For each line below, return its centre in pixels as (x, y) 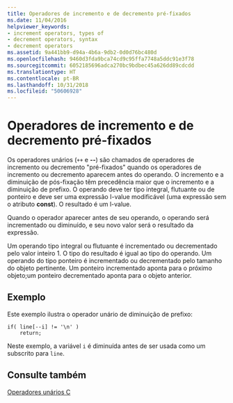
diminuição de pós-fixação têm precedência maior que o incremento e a (111, 182)
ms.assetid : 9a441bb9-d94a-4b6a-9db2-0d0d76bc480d (82, 53)
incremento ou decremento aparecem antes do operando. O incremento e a (115, 175)
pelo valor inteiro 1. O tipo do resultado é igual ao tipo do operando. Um (110, 253)
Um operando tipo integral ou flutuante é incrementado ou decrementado (112, 246)
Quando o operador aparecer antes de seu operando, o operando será (109, 218)
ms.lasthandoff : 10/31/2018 (48, 85)
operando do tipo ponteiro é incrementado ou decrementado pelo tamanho (115, 261)
